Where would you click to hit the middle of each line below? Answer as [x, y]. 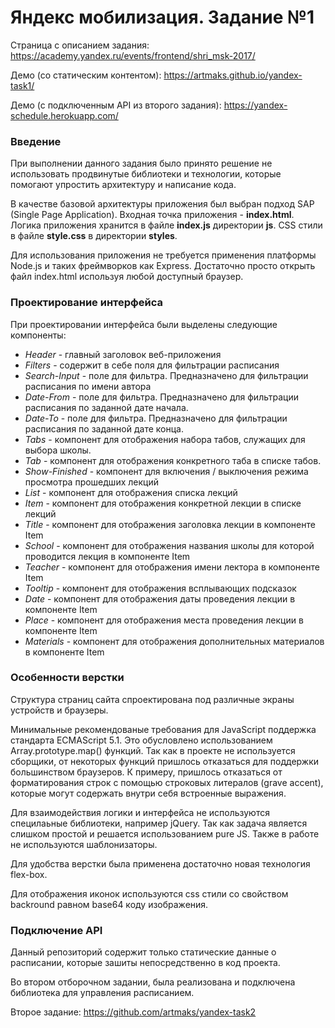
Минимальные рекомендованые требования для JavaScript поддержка [163, 729]
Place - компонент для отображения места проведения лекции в [164, 620]
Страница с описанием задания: [80, 45]
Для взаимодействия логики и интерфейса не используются [140, 812]
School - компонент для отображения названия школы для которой [169, 545]
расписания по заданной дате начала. [106, 407]
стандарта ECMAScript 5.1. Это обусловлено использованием [141, 740]
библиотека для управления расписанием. [102, 993]
